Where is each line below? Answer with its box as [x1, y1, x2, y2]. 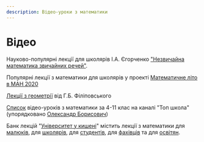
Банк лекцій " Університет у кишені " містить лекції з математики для [6, 122, 185, 129]
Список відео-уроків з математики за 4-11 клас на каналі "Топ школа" [6, 104, 189, 111]
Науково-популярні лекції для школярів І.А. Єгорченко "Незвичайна [6, 55, 185, 63]
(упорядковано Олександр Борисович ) [6, 110, 109, 118]
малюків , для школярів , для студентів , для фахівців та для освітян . [6, 129, 180, 136]
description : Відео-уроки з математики [6, 9, 108, 15]
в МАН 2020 [6, 80, 38, 87]
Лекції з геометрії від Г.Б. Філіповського [6, 92, 112, 99]
